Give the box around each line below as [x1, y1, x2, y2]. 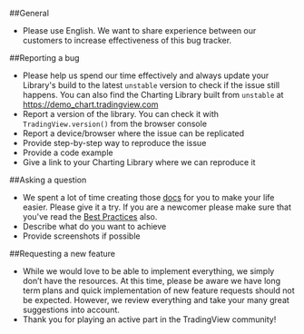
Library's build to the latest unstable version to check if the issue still [22, 80, 279, 90]
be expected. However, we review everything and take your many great [22, 295, 290, 305]
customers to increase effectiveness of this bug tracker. [22, 35, 232, 45]
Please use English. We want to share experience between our [22, 25, 257, 35]
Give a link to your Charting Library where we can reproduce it [22, 157, 256, 167]
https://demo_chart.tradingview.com [22, 99, 159, 110]
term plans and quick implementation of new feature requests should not [22, 285, 295, 296]
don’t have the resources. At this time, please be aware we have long [22, 276, 281, 286]
